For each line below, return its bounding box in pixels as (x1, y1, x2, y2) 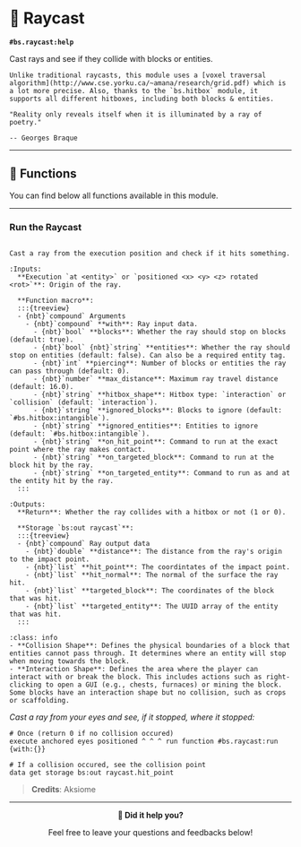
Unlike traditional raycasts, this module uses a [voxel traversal (9, 71, 267, 80)
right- (265, 672, 291, 682)
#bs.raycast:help (9, 38, 74, 47)
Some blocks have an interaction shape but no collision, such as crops (9, 688, 287, 697)
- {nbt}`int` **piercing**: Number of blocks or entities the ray (32, 359, 287, 368)
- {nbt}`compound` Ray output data (17, 540, 150, 549)
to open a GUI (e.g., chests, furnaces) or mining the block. (45, 680, 282, 689)
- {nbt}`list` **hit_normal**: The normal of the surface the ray (25, 571, 279, 580)
